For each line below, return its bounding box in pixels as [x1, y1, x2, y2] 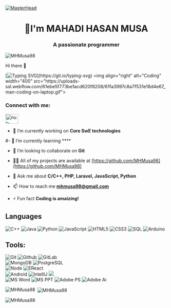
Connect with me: [5, 102, 51, 109]
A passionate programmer [53, 41, 120, 48]
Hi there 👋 [5, 63, 27, 69]
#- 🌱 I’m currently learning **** [5, 138, 71, 144]
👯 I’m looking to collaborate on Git [12, 147, 85, 153]
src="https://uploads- [33, 78, 80, 84]
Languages [5, 212, 42, 221]
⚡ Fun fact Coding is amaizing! [12, 195, 79, 201]
